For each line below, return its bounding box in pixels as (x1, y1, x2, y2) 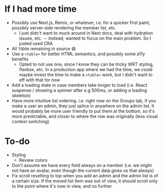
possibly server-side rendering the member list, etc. (11, 24, 116, 30)
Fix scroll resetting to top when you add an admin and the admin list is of (11, 172, 159, 178)
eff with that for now (19, 77, 60, 83)
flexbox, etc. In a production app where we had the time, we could (19, 66, 153, 72)
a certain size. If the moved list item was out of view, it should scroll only (11, 178, 158, 184)
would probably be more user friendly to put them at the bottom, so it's (11, 108, 155, 114)
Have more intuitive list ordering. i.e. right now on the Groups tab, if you (11, 97, 156, 103)
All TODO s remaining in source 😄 (11, 46, 76, 51)
